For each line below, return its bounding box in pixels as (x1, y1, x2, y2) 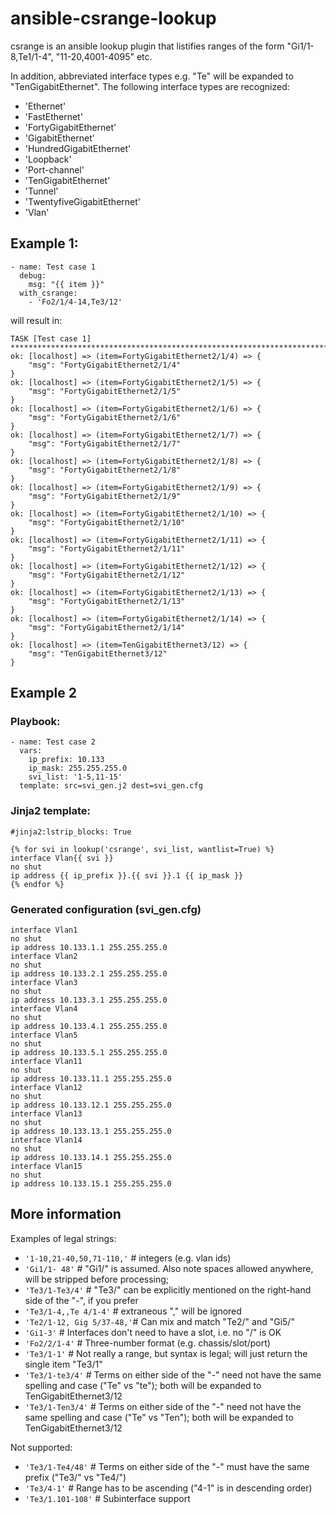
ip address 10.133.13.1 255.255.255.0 (10, 1127, 172, 1137)
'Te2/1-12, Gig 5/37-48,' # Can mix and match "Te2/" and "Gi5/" (24, 1315, 295, 1327)
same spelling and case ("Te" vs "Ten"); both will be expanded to (24, 1411, 294, 1423)
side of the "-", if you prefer (24, 1294, 139, 1306)
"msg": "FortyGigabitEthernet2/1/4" (28, 360, 182, 370)
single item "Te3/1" (24, 1358, 103, 1370)
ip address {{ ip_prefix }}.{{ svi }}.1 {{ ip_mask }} (10, 870, 244, 881)
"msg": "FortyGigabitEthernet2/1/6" (28, 412, 182, 422)
